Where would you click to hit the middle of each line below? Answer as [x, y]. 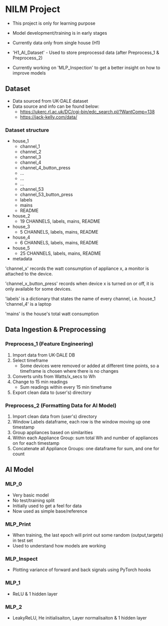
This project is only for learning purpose [54, 23]
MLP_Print [18, 524]
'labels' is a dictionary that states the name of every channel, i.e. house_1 [80, 299]
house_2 [21, 216]
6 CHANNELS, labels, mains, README [59, 243]
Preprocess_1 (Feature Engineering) [49, 344]
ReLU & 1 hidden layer [35, 594]
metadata [22, 259]
